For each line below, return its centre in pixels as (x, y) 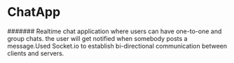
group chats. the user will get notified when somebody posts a (97, 38)
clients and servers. (36, 53)
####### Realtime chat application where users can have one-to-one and (115, 31)
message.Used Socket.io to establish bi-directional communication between (117, 46)
